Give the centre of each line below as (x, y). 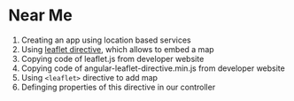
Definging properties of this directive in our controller (118, 87)
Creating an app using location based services (106, 40)
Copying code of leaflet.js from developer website (112, 58)
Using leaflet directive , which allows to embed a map (117, 49)
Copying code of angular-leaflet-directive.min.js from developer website (153, 68)
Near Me (40, 16)
